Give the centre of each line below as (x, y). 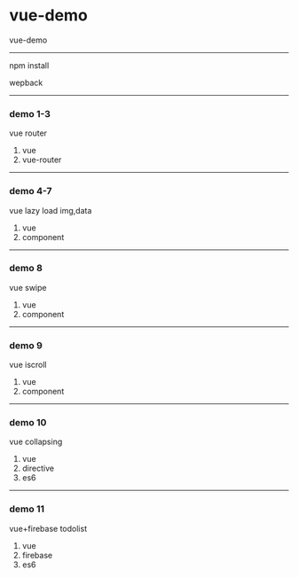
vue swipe (28, 287)
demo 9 (26, 345)
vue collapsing (36, 442)
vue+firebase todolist (48, 528)
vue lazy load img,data (51, 210)
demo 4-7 (31, 191)
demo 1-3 (30, 113)
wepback (26, 82)
